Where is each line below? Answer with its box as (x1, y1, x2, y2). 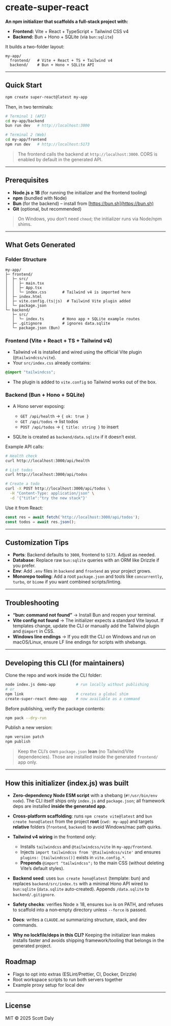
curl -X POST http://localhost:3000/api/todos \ (5, 486, 110, 491)
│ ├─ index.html (5, 294, 42, 299)
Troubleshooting (5, 598, 60, 607)
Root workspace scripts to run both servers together (12, 976, 123, 983)
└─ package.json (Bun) (12, 325, 60, 330)
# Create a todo (5, 481, 40, 486)
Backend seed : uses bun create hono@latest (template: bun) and (12, 875, 150, 881)
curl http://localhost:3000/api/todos (5, 472, 88, 477)
